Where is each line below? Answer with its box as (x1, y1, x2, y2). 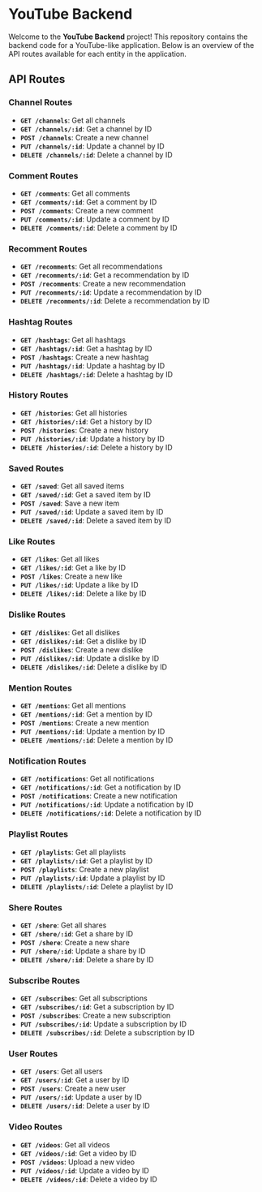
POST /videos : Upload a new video (19, 1157, 135, 1167)
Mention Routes (8, 682, 73, 694)
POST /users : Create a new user (19, 1084, 126, 1094)
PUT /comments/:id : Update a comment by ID (19, 214, 170, 224)
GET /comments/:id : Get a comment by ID (19, 196, 157, 207)
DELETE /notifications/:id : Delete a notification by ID (19, 808, 202, 818)
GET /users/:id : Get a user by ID (19, 1075, 130, 1085)
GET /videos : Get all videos (19, 1139, 110, 1149)
